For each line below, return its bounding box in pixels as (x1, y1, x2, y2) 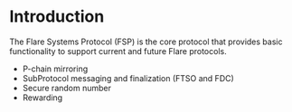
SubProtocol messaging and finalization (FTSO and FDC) (22, 72, 235, 83)
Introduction (9, 6, 105, 27)
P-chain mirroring (22, 63, 89, 74)
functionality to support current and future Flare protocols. (9, 45, 228, 56)
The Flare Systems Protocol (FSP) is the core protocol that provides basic (9, 36, 283, 47)
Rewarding (22, 92, 63, 103)
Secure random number (22, 82, 111, 93)
